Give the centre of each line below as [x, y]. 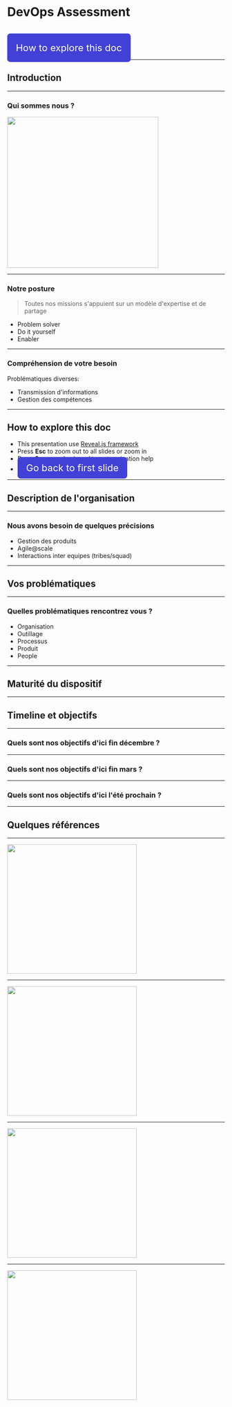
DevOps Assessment [69, 12]
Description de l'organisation [71, 498]
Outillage [30, 633]
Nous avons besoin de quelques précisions [81, 526]
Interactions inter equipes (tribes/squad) [75, 555]
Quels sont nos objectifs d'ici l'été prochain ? [85, 795]
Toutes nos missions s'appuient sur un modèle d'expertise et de [115, 304]
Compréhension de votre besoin [62, 363]
